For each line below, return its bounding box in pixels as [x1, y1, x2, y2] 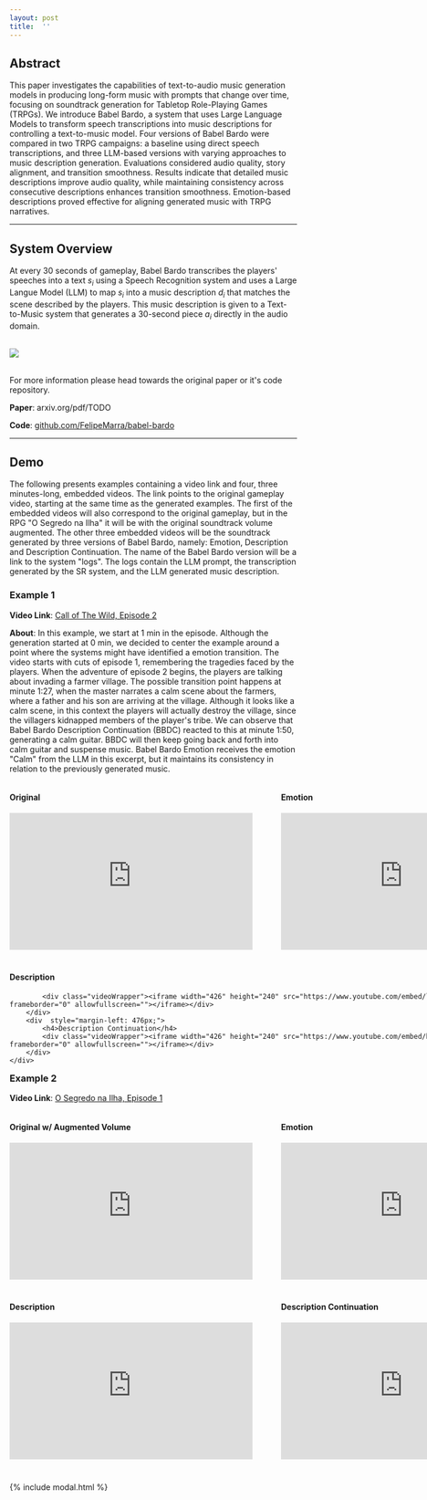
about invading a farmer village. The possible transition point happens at [9, 676, 282, 687]
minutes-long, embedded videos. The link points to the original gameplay [9, 488, 285, 499]
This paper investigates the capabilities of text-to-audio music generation [9, 79, 286, 91]
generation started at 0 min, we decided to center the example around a [9, 636, 280, 648]
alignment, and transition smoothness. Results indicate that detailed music [9, 167, 289, 178]
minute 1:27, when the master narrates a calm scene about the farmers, [9, 686, 276, 697]
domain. [9, 320, 40, 331]
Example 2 [9, 1072, 57, 1085]
